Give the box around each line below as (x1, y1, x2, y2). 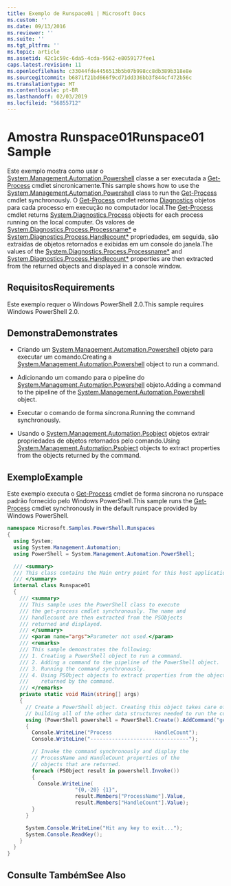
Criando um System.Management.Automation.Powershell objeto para (16, 346, 213, 354)
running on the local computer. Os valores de (7, 218, 135, 226)
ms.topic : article (7, 49, 60, 56)
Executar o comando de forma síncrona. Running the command (16, 409, 195, 417)
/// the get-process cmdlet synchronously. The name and (19, 607, 186, 615)
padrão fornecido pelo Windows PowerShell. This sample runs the (7, 497, 192, 505)
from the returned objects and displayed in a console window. (7, 262, 182, 270)
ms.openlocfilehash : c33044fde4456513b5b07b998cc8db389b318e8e (7, 67, 192, 74)
